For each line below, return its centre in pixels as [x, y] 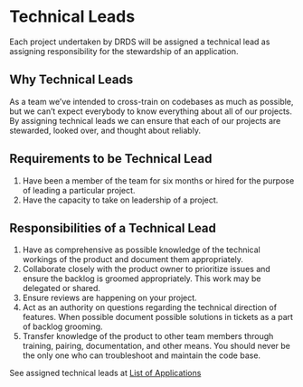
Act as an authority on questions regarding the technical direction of [150, 307]
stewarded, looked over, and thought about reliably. [105, 130]
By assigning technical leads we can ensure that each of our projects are [145, 120]
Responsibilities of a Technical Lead [113, 228]
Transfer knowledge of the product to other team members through [148, 336]
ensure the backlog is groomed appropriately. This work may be [142, 278]
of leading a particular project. [79, 190]
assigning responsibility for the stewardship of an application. [124, 51]
